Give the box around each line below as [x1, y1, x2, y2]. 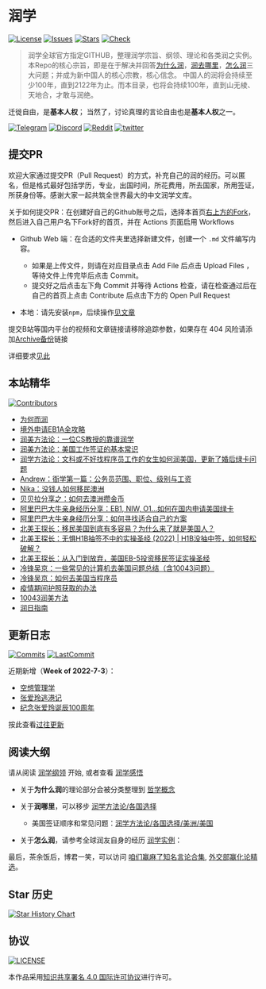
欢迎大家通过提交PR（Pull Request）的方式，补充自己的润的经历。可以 [8, 170, 239, 179]
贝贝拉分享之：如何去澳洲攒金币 [19, 494, 125, 503]
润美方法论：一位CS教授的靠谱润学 [19, 434, 135, 444]
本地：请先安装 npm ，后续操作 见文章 [19, 307, 136, 317]
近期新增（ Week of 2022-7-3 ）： [8, 666, 117, 675]
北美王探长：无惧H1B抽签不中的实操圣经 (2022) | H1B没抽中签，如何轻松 [19, 533, 256, 543]
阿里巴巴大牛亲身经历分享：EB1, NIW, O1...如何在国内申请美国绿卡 [19, 503, 234, 513]
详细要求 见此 [8, 351, 50, 360]
